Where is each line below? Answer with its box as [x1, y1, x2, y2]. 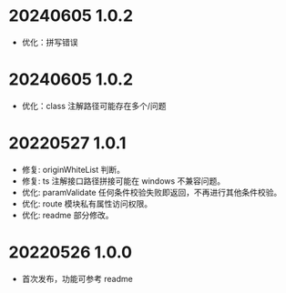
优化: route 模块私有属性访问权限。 [21, 197, 153, 209]
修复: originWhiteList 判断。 [21, 164, 125, 175]
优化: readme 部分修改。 [21, 209, 114, 220]
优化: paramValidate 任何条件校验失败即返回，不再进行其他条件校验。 [21, 187, 282, 197]
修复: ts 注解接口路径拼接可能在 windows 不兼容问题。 [21, 175, 226, 187]
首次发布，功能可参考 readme [21, 273, 133, 284]
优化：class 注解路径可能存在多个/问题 [21, 100, 167, 111]
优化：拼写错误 [21, 36, 78, 47]
